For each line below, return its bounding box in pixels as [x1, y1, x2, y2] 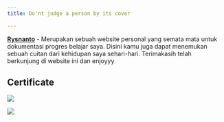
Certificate [7, 77, 55, 88]
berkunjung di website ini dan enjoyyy [7, 56, 115, 65]
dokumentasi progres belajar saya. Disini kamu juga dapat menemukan [7, 42, 208, 50]
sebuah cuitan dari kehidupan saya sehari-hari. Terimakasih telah [7, 49, 192, 58]
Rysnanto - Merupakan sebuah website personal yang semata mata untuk [7, 35, 218, 43]
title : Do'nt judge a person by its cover [7, 10, 131, 17]
